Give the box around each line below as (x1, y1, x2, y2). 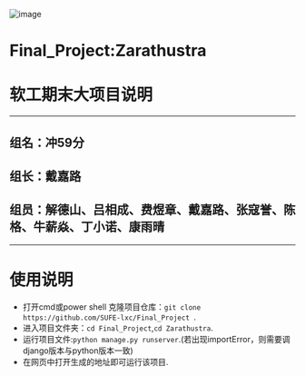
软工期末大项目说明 (9, 84, 153, 105)
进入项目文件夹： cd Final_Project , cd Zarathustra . (22, 322, 213, 333)
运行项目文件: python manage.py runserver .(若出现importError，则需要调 (22, 333, 290, 344)
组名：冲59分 (9, 134, 84, 150)
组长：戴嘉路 (9, 168, 82, 183)
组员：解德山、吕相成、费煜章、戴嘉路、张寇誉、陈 (9, 203, 296, 218)
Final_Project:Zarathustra (9, 41, 207, 61)
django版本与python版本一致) (22, 345, 133, 356)
